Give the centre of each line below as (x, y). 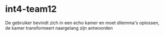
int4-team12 (31, 9)
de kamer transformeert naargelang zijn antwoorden (59, 28)
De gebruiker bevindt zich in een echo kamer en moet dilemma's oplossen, (82, 23)
